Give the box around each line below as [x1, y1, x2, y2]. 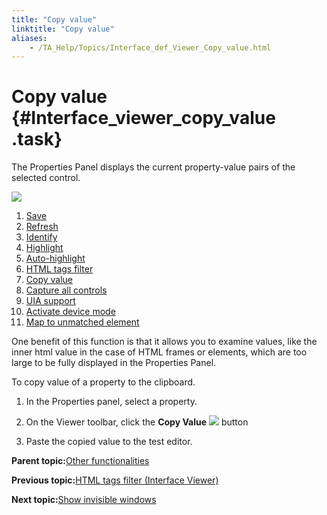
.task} [11, 128, 63, 151]
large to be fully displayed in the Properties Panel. [11, 357, 217, 369]
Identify [25, 231, 58, 243]
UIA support [25, 295, 76, 307]
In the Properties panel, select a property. [25, 396, 198, 408]
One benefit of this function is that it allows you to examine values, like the [11, 336, 318, 348]
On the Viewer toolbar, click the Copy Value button [25, 416, 249, 428]
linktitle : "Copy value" [11, 24, 115, 34]
